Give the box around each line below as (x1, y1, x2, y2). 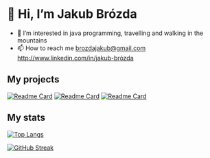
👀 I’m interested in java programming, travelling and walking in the (16, 29, 204, 37)
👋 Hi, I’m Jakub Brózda (7, 6, 137, 22)
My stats (7, 112, 46, 124)
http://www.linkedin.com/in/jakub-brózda (16, 54, 134, 62)
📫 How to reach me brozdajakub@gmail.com (16, 44, 146, 52)
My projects (7, 74, 60, 85)
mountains (16, 36, 47, 44)
